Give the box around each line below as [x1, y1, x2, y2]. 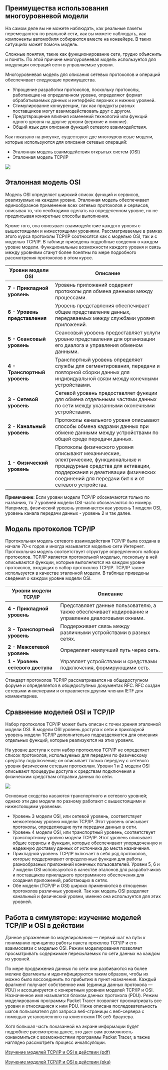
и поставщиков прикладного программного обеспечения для [12, 872, 144, 878]
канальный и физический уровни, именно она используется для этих [12, 894, 161, 900]
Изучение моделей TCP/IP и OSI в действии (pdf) [5, 1049, 110, 1055]
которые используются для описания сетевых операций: [5, 139, 127, 145]
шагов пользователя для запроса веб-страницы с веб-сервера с [5, 1008, 144, 1015]
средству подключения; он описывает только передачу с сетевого [5, 758, 149, 764]
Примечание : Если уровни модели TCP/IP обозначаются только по [5, 494, 150, 500]
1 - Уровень [7, 658, 38, 665]
